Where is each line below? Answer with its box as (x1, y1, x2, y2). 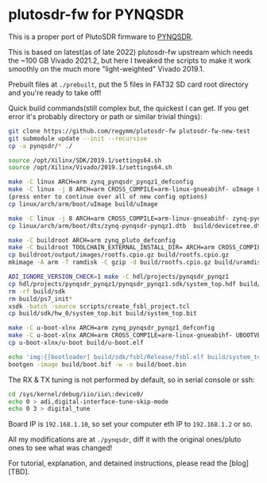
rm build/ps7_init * (8, 295, 73, 303)
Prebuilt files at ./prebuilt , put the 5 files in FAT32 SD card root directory (8, 79, 249, 89)
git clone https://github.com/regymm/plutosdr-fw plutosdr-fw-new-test (8, 127, 250, 135)
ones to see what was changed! (8, 443, 113, 453)
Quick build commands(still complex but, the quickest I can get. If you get (8, 103, 250, 113)
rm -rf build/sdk (8, 288, 66, 296)
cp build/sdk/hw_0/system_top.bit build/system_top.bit (8, 310, 197, 318)
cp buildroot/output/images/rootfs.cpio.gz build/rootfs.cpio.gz (8, 251, 229, 259)
